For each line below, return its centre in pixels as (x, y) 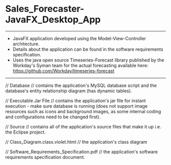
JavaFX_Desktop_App (53, 20)
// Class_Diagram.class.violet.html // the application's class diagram (76, 142)
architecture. (26, 44)
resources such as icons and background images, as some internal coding (83, 111)
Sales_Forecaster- (45, 9)
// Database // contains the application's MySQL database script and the (81, 85)
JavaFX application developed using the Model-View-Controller (79, 38)
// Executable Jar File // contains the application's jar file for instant (76, 101)
